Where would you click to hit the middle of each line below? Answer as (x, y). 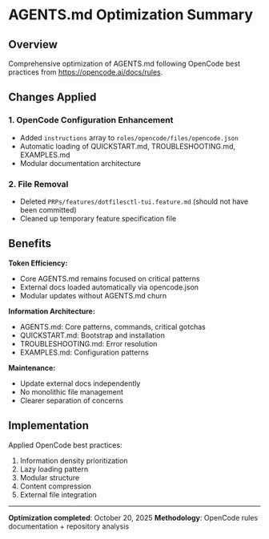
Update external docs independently (80, 383)
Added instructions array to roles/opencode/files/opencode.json (129, 137)
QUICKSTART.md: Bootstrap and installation (92, 335)
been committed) (48, 209)
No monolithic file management (72, 391)
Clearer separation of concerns (72, 400)
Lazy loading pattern (54, 469)
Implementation (49, 426)
